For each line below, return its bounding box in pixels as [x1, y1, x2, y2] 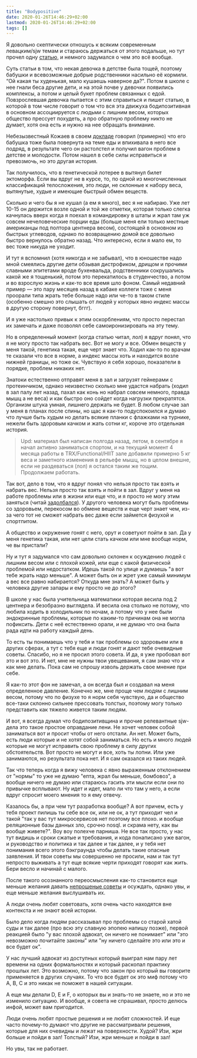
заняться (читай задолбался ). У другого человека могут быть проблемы [6, 499, 189, 506]
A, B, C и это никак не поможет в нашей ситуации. [6, 980, 133, 987]
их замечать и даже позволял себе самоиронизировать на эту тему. [6, 322, 179, 330]
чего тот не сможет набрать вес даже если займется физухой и [12, 511, 174, 518]
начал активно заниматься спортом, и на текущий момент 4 [20, 444, 173, 451]
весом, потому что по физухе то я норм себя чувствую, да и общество [6, 694, 185, 701]
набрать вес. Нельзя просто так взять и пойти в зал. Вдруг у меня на [6, 487, 181, 494]
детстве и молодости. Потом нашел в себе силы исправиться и [6, 151, 166, 159]
